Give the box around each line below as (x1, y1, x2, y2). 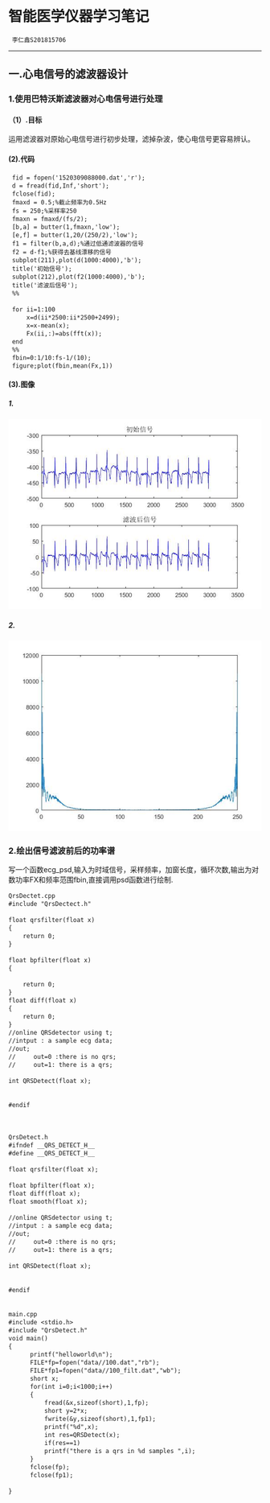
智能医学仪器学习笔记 (8, 7, 150, 26)
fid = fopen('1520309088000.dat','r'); (11, 174, 146, 182)
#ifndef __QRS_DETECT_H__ (8, 1142, 95, 1150)
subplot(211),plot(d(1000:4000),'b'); (11, 256, 142, 264)
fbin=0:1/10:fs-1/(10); (11, 353, 92, 362)
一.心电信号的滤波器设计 (8, 68, 129, 81)
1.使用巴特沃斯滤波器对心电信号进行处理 (8, 93, 163, 105)
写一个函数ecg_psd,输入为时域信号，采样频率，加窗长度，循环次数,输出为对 (8, 865, 260, 875)
